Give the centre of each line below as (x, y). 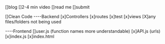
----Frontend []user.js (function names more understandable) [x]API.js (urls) (83, 31)
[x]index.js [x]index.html (30, 36)
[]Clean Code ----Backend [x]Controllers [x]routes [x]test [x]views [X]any (81, 16)
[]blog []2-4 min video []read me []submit (48, 7)
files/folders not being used (33, 22)
